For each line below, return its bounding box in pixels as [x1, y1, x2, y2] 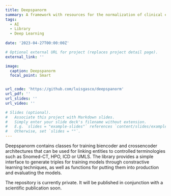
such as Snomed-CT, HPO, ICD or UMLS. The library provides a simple [5, 153, 154, 159]
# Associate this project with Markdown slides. [5, 115, 115, 120]
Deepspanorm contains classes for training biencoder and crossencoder [5, 143, 158, 149]
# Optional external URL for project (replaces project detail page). [5, 49, 158, 55]
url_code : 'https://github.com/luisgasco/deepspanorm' [5, 87, 124, 92]
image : [5, 63, 19, 69]
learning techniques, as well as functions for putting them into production [5, 165, 159, 170]
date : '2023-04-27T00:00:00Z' [5, 41, 70, 46]
